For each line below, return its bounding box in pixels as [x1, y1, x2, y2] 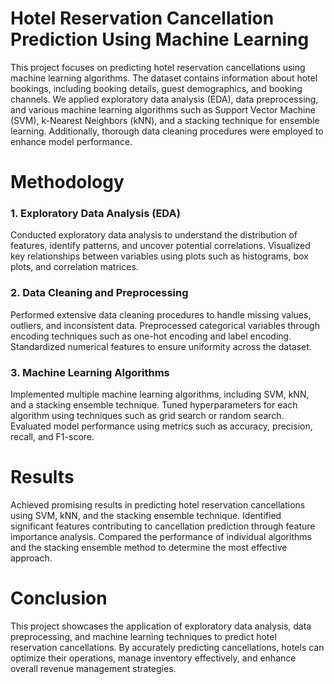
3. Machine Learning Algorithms [10, 365, 170, 379]
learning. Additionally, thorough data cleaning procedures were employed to [10, 125, 324, 137]
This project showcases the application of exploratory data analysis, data [10, 620, 312, 632]
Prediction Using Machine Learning [10, 28, 310, 51]
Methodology [10, 171, 125, 194]
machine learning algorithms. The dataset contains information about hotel [10, 72, 318, 84]
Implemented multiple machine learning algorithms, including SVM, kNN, [10, 388, 310, 401]
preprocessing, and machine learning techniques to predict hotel [10, 630, 277, 642]
